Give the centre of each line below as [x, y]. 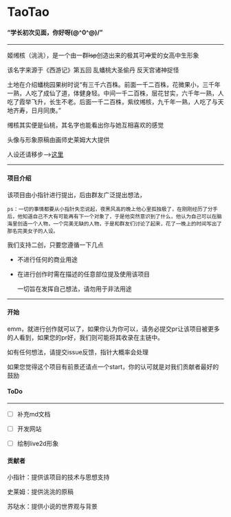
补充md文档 [34, 414]
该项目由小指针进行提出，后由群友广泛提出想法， [76, 194]
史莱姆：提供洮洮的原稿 [40, 492]
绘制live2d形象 [38, 444]
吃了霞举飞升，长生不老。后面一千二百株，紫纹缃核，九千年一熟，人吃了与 [112, 102]
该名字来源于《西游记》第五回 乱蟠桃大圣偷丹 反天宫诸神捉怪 [93, 70]
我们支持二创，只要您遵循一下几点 [55, 245]
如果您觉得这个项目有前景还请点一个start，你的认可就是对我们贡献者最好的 [113, 367]
